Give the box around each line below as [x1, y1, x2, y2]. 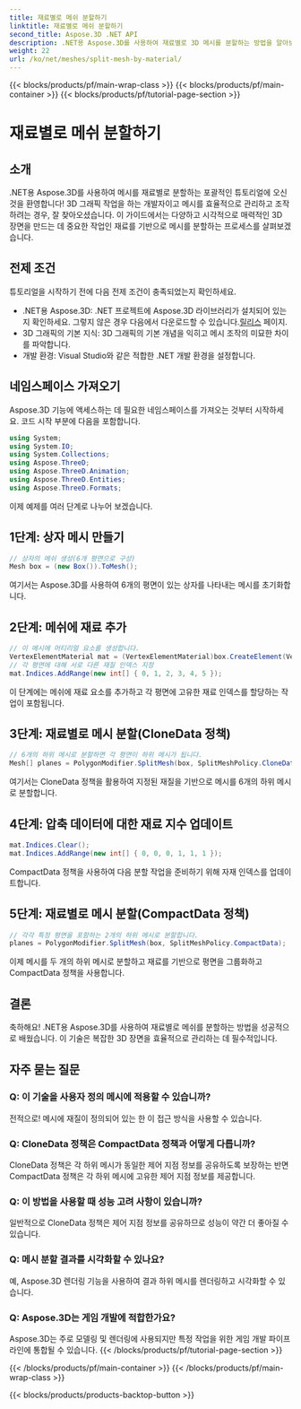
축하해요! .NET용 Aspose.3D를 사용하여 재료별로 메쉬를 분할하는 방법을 [9, 1022, 259, 1032]
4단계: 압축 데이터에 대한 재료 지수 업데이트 [9, 816, 233, 831]
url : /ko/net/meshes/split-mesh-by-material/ [9, 55, 182, 64]
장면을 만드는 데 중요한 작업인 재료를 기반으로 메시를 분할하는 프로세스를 [9, 221, 261, 231]
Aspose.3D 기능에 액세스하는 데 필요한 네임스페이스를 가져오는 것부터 [9, 404, 254, 415]
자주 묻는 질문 [9, 1062, 81, 1077]
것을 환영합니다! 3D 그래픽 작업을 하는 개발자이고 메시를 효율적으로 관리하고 [9, 198, 273, 209]
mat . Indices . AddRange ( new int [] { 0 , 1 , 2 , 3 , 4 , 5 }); [9, 669, 222, 678]
